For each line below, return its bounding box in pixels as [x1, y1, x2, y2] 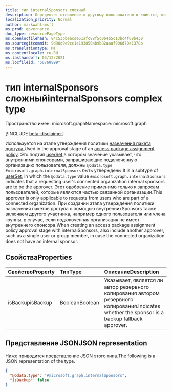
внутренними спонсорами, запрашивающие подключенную [5, 157, 137, 163]
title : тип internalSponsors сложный [5, 7, 86, 13]
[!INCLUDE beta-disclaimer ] [5, 130, 64, 137]
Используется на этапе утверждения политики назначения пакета [5, 140, 151, 146]
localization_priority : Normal [5, 17, 72, 22]
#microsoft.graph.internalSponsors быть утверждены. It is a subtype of [5, 167, 159, 174]
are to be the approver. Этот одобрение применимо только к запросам [5, 184, 159, 190]
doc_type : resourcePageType [5, 31, 66, 36]
